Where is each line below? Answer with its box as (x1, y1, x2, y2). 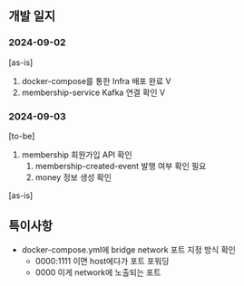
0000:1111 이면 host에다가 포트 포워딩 (34, 255, 170, 266)
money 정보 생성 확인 (34, 171, 112, 183)
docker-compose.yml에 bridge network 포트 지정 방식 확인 (21, 243, 237, 255)
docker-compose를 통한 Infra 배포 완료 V (21, 75, 171, 86)
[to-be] (8, 130, 35, 141)
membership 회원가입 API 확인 (21, 148, 132, 160)
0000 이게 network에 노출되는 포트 (34, 266, 161, 278)
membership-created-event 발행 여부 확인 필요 (34, 160, 207, 171)
